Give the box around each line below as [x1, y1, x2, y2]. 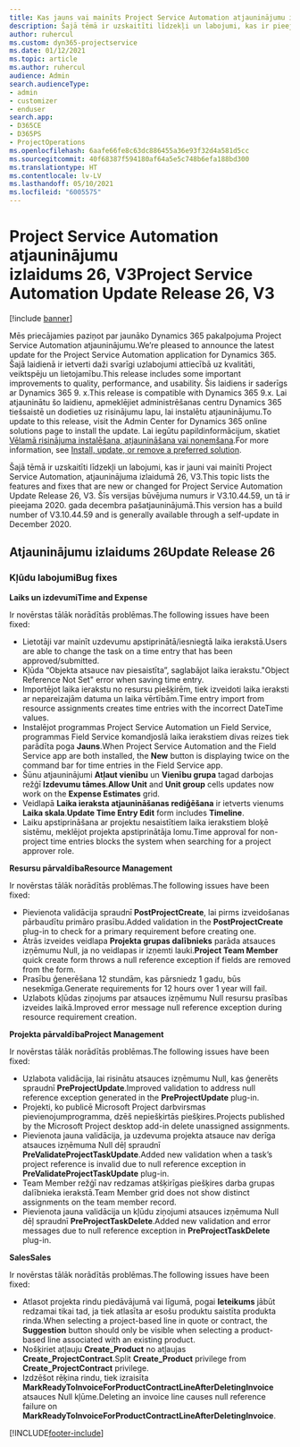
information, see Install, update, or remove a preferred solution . [9, 444, 242, 455]
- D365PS [9, 130, 42, 139]
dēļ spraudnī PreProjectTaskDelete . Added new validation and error [21, 1215, 271, 1226]
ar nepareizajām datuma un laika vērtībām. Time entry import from [21, 693, 265, 703]
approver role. [21, 845, 74, 855]
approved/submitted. [21, 655, 100, 666]
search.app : [9, 113, 54, 122]
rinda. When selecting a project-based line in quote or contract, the [21, 1315, 268, 1325]
